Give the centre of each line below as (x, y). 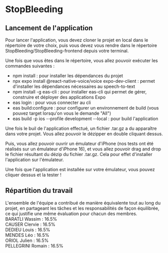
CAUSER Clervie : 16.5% (30, 224)
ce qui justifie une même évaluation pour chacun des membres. (71, 214)
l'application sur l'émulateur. (35, 160)
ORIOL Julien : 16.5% (27, 240)
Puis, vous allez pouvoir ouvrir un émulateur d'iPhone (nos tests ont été (79, 143)
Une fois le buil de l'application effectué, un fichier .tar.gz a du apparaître (81, 128)
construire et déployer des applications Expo (59, 97)
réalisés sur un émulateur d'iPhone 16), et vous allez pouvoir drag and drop (83, 149)
